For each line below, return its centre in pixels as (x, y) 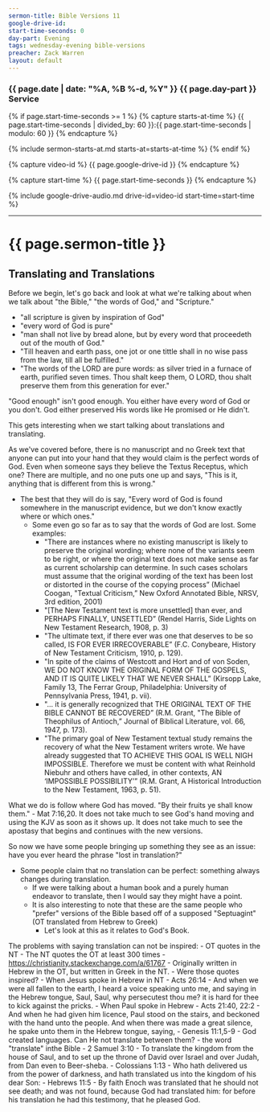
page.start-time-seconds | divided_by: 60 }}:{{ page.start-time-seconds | (130, 125)
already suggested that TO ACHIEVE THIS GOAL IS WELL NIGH (148, 756)
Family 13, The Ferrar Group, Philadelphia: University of (135, 687)
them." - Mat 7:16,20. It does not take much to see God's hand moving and (131, 814)
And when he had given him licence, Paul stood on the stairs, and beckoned (134, 1015)
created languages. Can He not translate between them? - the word (120, 1040)
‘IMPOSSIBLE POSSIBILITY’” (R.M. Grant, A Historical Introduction (153, 782)
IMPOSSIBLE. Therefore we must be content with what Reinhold (149, 764)
